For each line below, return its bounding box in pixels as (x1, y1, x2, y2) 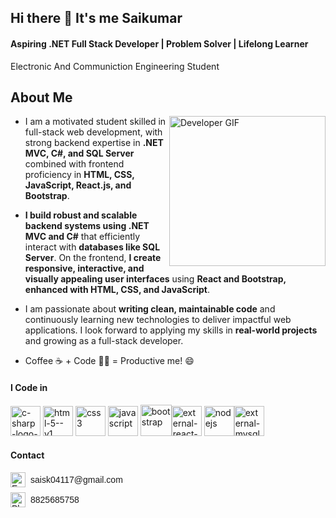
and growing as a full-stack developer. (24, 335, 184, 347)
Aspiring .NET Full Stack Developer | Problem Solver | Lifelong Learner (10, 37, 309, 50)
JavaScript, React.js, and (24, 179, 132, 191)
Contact (10, 449, 45, 461)
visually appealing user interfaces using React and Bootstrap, (24, 273, 287, 285)
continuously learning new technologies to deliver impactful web (24, 314, 292, 326)
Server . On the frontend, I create (24, 252, 162, 264)
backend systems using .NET (24, 220, 150, 232)
